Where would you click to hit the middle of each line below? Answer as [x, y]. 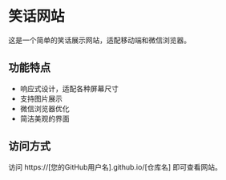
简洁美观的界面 [44, 118]
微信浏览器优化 [44, 108]
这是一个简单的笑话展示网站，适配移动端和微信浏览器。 [99, 40]
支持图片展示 [41, 98]
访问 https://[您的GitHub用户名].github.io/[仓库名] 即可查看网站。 [115, 167]
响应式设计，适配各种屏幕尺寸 [69, 88]
